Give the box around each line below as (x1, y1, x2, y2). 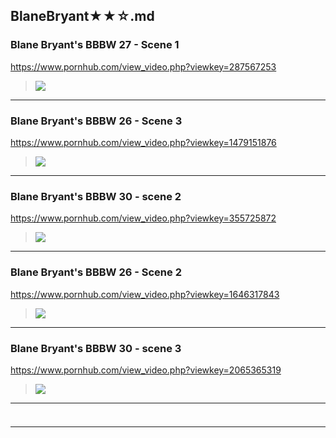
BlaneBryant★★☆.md (10, 8, 155, 25)
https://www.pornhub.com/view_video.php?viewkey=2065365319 (10, 364, 282, 376)
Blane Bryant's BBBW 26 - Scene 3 (10, 114, 183, 128)
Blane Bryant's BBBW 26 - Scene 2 (10, 265, 182, 279)
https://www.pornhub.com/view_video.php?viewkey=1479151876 (10, 136, 277, 148)
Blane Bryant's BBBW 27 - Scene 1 (10, 38, 180, 52)
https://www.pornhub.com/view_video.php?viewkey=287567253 (10, 60, 277, 73)
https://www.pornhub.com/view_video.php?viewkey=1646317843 (10, 288, 280, 300)
